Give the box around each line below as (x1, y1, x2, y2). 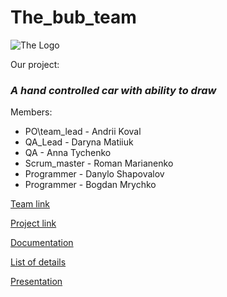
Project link (10, 217, 57, 230)
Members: (10, 106, 53, 118)
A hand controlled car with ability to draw (10, 83, 217, 97)
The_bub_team (10, 6, 137, 29)
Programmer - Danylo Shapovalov (24, 168, 165, 180)
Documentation (10, 237, 74, 249)
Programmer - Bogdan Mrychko (24, 179, 157, 191)
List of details (10, 256, 67, 268)
